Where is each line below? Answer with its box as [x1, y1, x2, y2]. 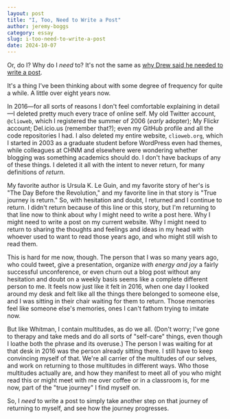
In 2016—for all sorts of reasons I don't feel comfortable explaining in [7, 103, 203, 110]
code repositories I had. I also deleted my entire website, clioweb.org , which [7, 131, 223, 140]
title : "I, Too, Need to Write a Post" [7, 17, 122, 23]
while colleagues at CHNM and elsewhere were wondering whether [7, 146, 198, 154]
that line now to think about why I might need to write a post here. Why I [7, 211, 211, 219]
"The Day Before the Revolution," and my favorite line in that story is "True [7, 189, 217, 197]
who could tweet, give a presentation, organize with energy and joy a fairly [7, 261, 218, 268]
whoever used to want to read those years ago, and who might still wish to [7, 233, 218, 241]
